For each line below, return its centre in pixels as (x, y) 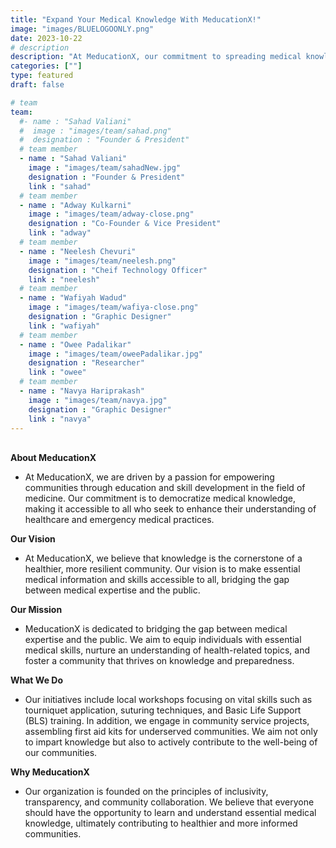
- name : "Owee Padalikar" (75, 344)
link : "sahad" (60, 186)
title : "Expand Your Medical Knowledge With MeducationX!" (136, 19)
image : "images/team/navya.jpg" (98, 400)
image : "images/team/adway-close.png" (111, 214)
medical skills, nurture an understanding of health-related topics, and (167, 650)
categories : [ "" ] (46, 66)
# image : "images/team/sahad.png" (95, 131)
